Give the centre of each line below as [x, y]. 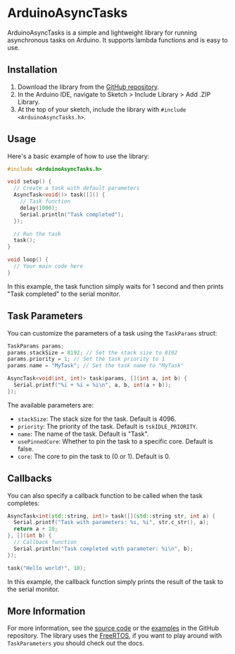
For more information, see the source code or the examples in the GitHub [113, 628]
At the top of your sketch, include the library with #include [102, 109]
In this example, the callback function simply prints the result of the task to [115, 581]
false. [25, 448]
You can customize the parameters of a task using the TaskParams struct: [112, 333]
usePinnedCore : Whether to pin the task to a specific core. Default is [115, 441]
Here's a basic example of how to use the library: [78, 156]
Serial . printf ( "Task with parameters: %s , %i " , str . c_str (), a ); [112, 523]
